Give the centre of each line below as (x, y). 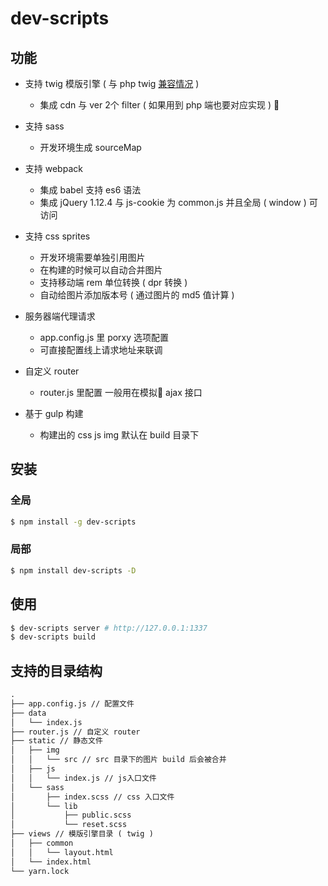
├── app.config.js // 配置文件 (72, 703)
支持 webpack (53, 168)
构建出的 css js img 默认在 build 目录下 (119, 435)
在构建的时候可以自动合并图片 (101, 270)
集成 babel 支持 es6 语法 (90, 190)
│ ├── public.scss (71, 815)
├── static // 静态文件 (56, 741)
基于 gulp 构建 (54, 413)
